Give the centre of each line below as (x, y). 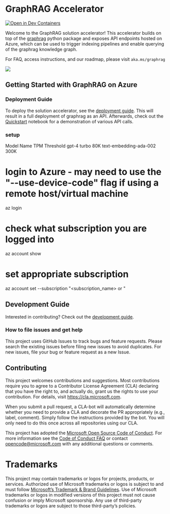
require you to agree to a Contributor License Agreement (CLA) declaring (82, 386)
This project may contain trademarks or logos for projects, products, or (80, 478)
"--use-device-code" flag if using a (82, 183)
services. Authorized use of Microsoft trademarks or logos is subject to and (84, 484)
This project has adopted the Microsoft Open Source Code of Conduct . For (84, 433)
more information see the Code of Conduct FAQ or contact (67, 438)
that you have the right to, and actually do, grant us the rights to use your (82, 391)
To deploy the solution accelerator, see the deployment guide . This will (79, 110)
